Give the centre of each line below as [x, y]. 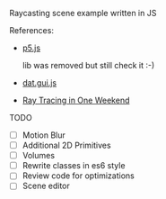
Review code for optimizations [78, 176]
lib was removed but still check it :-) [88, 65]
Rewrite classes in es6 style [74, 166]
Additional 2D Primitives [66, 145]
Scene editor [46, 186]
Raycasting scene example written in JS [83, 13]
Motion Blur [44, 135]
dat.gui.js [39, 83]
